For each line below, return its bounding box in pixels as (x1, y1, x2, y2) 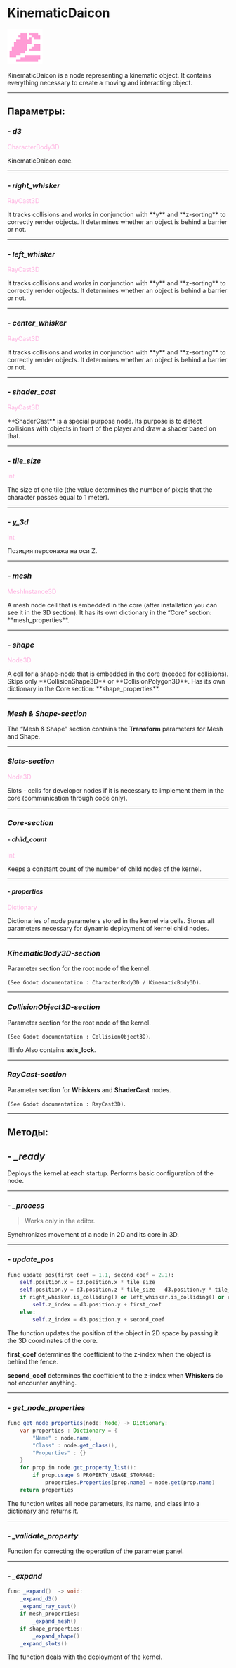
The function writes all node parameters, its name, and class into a (7, 1499, 200, 1507)
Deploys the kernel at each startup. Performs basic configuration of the (7, 1169, 214, 1178)
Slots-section (7, 756, 55, 766)
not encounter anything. (7, 1378, 77, 1387)
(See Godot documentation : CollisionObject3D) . (7, 1032, 151, 1040)
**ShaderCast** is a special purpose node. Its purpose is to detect (7, 416, 202, 425)
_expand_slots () (20, 1640, 68, 1647)
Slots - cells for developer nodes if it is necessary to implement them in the (7, 786, 225, 794)
